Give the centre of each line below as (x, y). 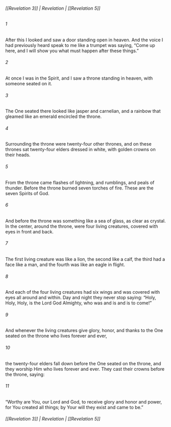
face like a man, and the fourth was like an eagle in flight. (65, 265)
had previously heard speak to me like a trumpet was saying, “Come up (80, 45)
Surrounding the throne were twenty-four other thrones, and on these (78, 144)
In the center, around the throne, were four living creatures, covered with (82, 226)
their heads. (18, 155)
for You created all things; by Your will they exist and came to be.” (75, 407)
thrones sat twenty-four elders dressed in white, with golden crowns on (80, 150)
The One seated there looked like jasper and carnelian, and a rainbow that (83, 111)
